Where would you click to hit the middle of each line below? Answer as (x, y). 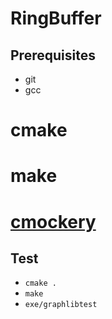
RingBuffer (56, 18)
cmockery (53, 221)
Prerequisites (53, 55)
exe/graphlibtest (61, 305)
